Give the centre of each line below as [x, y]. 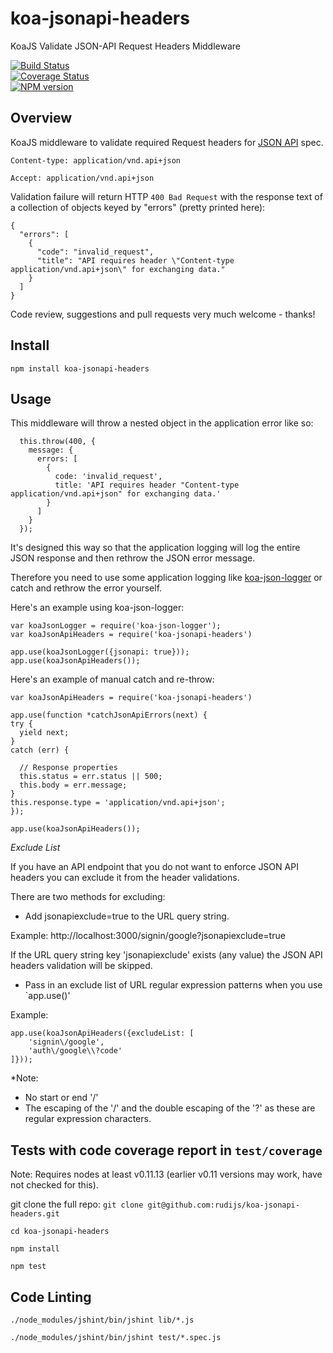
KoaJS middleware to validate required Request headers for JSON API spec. [167, 142]
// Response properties [68, 768]
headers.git [35, 1214]
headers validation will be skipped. [81, 966]
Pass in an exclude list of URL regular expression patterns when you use [173, 985]
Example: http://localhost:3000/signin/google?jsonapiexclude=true [148, 936]
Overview [41, 118]
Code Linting [51, 1297]
